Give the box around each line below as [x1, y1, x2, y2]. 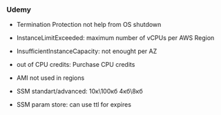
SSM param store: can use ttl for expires [16, 101, 132, 109]
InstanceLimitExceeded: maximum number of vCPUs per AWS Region [16, 34, 215, 42]
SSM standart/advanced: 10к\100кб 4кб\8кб [16, 87, 143, 96]
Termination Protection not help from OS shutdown [16, 21, 162, 29]
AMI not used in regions [16, 74, 85, 82]
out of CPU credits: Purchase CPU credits [16, 61, 135, 69]
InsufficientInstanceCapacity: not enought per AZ [16, 47, 157, 56]
